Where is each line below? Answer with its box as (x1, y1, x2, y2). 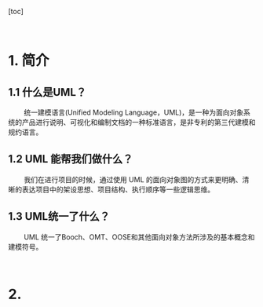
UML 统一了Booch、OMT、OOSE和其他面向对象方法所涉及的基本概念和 (23, 232, 255, 242)
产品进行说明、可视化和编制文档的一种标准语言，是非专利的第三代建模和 (21, 118, 256, 126)
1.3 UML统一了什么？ (8, 210, 110, 223)
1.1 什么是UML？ (8, 86, 87, 99)
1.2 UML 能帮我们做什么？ (8, 152, 133, 166)
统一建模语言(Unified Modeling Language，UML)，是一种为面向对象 (23, 108, 244, 117)
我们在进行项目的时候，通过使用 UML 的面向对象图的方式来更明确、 (23, 174, 243, 184)
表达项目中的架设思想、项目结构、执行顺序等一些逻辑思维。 (21, 185, 214, 194)
